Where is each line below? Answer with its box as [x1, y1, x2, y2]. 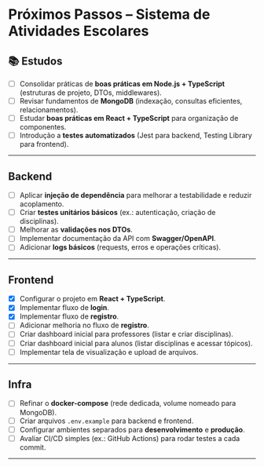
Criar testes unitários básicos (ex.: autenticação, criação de [19, 208, 216, 217]
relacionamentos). [19, 105, 79, 115]
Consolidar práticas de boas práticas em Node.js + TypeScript [19, 79, 225, 88]
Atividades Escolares [8, 22, 149, 40]
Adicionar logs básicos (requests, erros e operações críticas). [19, 243, 222, 252]
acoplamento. [19, 199, 64, 209]
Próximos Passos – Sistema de [8, 5, 211, 24]
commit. [19, 442, 46, 452]
